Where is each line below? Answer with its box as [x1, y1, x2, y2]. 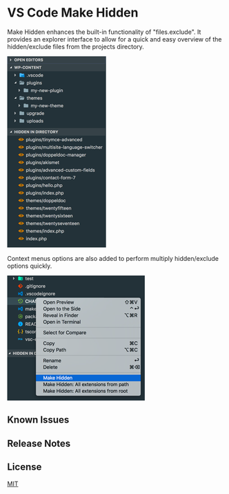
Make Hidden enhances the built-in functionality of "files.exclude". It [7, 28, 201, 36]
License [7, 461, 42, 473]
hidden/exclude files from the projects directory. [7, 42, 145, 51]
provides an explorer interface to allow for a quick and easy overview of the [7, 35, 222, 43]
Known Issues [7, 414, 70, 426]
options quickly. [7, 262, 52, 270]
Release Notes [7, 437, 71, 449]
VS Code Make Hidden [7, 5, 139, 21]
